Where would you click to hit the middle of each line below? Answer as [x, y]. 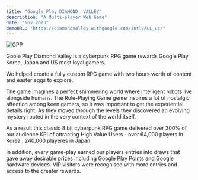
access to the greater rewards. [44, 171]
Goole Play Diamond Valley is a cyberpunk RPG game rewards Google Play [97, 56]
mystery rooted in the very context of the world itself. [71, 117]
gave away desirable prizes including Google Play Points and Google [90, 158]
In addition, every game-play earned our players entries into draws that [93, 152]
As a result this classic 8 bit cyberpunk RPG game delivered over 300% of [97, 128]
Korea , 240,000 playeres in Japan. [49, 141]
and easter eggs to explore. [40, 80]
